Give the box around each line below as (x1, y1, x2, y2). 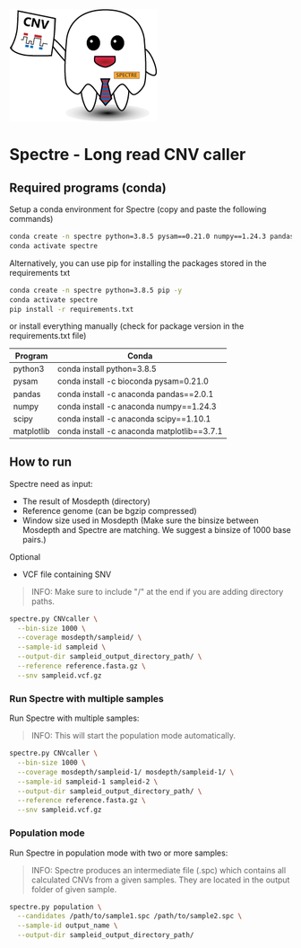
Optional (9, 551, 41, 562)
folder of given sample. (30, 883, 117, 894)
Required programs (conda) (9, 180, 168, 195)
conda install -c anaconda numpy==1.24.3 (57, 401, 217, 412)
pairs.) (21, 534, 47, 545)
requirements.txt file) (9, 331, 87, 341)
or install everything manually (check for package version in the (9, 321, 245, 332)
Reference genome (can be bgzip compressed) (21, 505, 197, 516)
